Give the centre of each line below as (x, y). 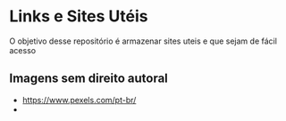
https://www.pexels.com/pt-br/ (79, 100)
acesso (23, 50)
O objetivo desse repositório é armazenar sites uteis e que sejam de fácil (143, 41)
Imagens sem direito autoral (88, 79)
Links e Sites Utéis (79, 16)
